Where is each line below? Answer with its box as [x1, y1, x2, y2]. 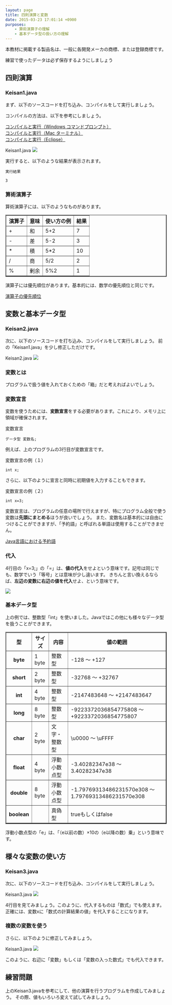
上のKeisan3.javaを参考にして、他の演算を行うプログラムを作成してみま [5, 988, 157, 994]
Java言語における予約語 [5, 538, 56, 545]
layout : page [5, 7, 33, 13]
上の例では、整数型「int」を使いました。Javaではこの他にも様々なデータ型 [5, 614, 164, 620]
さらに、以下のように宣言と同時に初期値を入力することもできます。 [5, 477, 148, 483]
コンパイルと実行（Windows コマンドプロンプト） [5, 123, 112, 129]
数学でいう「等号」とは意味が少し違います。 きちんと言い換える [14, 571, 149, 578]
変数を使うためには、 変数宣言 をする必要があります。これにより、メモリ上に [5, 408, 166, 414]
